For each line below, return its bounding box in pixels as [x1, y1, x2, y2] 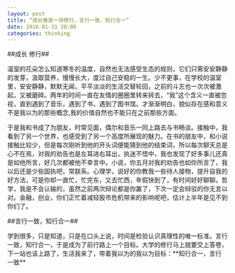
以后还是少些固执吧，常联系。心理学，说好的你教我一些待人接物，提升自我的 [7, 167, 228, 176]
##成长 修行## [7, 50, 50, 58]
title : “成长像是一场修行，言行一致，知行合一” [7, 17, 129, 24]
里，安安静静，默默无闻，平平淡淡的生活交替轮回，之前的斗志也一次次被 [7, 82, 215, 91]
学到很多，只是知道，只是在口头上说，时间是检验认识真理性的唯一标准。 [7, 232, 215, 240]
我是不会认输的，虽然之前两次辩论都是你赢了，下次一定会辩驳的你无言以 [19, 185, 228, 193]
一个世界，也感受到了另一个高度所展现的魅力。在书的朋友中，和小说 [31, 132, 228, 141]
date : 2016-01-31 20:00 [7, 23, 77, 30]
